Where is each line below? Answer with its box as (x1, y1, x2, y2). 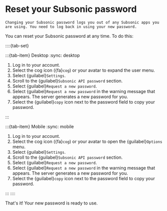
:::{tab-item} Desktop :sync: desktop (5, 52, 80, 58)
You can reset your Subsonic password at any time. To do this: (5, 33, 134, 39)
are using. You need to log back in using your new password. (5, 24, 137, 29)
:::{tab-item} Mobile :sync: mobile (5, 123, 74, 129)
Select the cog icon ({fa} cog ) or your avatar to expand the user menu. (12, 67, 156, 73)
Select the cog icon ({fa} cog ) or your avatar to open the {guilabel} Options (12, 138, 163, 144)
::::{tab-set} (5, 42, 29, 48)
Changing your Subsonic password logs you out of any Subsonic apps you (5, 20, 160, 25)
